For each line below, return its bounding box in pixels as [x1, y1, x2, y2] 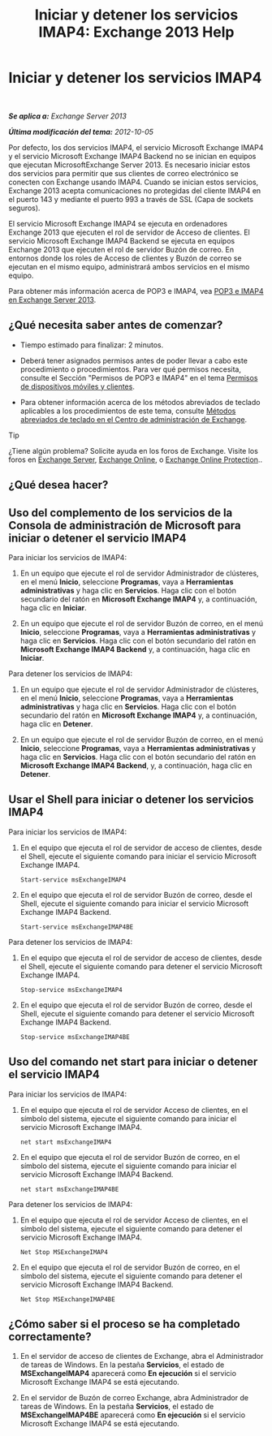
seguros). [8, 203, 41, 213]
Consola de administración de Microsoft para [8, 518, 241, 533]
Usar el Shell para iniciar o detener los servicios [8, 793, 254, 807]
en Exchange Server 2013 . [8, 295, 97, 304]
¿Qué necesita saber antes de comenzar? [8, 318, 223, 332]
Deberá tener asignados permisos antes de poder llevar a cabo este [19, 356, 248, 365]
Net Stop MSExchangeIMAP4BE [19, 1295, 115, 1304]
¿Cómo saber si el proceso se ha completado [8, 1317, 241, 1330]
